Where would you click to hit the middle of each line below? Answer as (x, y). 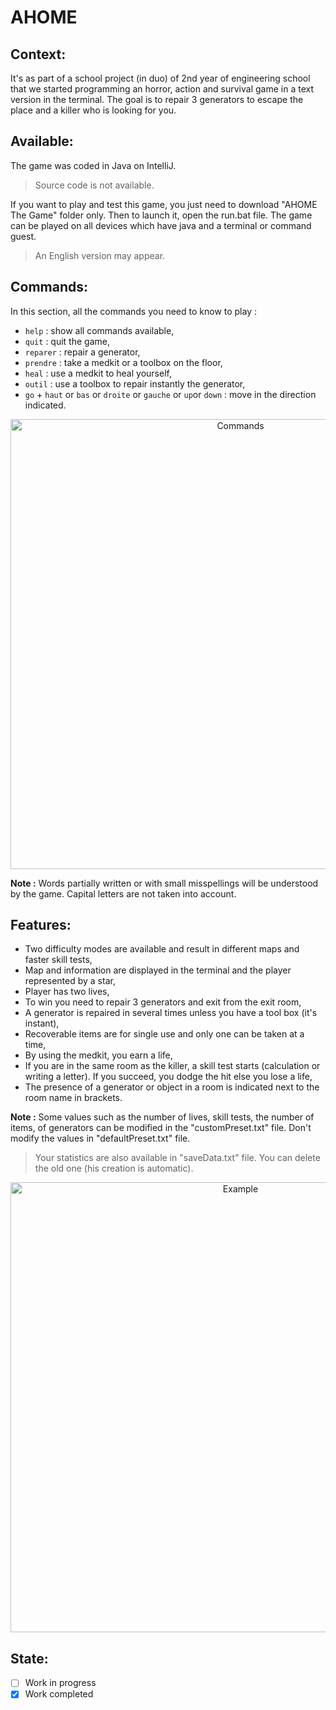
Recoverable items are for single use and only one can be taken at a (164, 1034)
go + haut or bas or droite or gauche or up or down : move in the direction (170, 394)
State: (29, 1658)
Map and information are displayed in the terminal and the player (158, 970)
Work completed (59, 1694)
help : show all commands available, (99, 330)
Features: (41, 925)
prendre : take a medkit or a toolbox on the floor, (123, 362)
